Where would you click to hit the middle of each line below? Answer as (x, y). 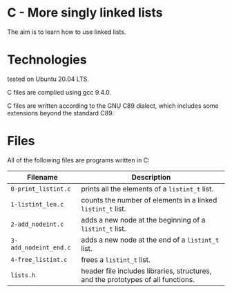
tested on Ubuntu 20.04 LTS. (48, 79)
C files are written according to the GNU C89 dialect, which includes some (113, 106)
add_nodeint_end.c (41, 247)
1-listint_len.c (37, 204)
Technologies (47, 60)
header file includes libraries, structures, (146, 271)
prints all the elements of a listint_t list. (147, 189)
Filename (43, 177)
